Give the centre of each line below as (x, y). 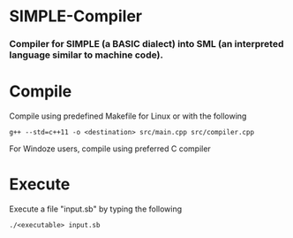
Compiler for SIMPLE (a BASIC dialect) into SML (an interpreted (146, 44)
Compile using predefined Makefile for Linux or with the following (128, 116)
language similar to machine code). (86, 55)
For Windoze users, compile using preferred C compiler (110, 149)
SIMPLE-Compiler (76, 16)
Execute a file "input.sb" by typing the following (96, 209)
